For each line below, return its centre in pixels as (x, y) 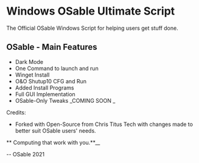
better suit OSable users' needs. (55, 130)
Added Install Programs (44, 88)
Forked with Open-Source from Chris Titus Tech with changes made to (104, 124)
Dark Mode (29, 61)
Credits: (16, 112)
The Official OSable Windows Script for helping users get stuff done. (92, 28)
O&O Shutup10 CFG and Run (51, 81)
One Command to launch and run (57, 68)
